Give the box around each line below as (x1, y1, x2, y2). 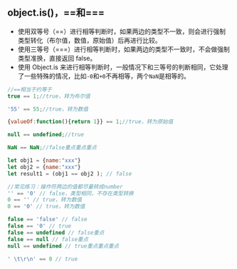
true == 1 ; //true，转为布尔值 (7, 92, 90, 100)
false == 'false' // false (7, 216, 88, 223)
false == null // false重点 (7, 235, 89, 243)
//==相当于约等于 (7, 86, 52, 93)
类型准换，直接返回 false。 (17, 54, 97, 62)
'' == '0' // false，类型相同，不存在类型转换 (7, 190, 134, 197)
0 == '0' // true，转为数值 (7, 203, 85, 210)
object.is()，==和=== (7, 6, 105, 19)
